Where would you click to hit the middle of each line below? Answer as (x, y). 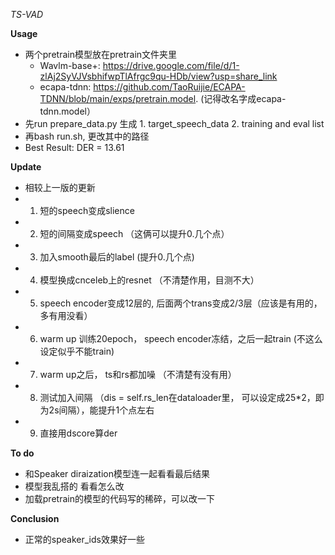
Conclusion (35, 518)
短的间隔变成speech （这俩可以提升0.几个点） (134, 233)
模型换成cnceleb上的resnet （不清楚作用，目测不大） (149, 280)
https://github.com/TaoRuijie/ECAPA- (169, 87)
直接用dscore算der (78, 433)
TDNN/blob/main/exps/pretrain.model (118, 98)
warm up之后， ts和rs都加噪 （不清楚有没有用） (138, 374)
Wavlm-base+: (70, 65)
